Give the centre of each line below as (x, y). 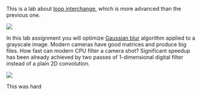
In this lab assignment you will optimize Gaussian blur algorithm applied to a (101, 38)
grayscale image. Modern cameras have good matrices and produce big (96, 44)
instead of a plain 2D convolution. (48, 63)
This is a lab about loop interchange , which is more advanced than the (94, 9)
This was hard (24, 86)
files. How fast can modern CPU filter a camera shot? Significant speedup (98, 51)
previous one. (23, 15)
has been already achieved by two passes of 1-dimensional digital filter (95, 57)
